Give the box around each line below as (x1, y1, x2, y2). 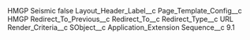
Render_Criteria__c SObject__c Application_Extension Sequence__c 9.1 (7, 23, 235, 32)
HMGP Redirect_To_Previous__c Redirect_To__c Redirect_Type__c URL (7, 14, 234, 24)
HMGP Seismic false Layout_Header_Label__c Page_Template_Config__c (7, 6, 242, 15)
